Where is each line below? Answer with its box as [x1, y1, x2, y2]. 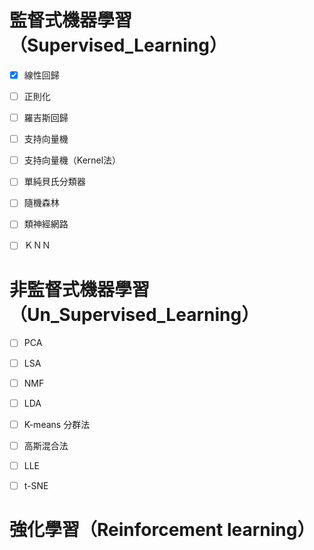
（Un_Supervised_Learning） [9, 303, 260, 326]
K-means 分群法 [23, 418, 91, 430]
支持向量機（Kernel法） [23, 154, 122, 166]
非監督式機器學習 [9, 278, 151, 301]
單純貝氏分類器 [23, 176, 86, 188]
